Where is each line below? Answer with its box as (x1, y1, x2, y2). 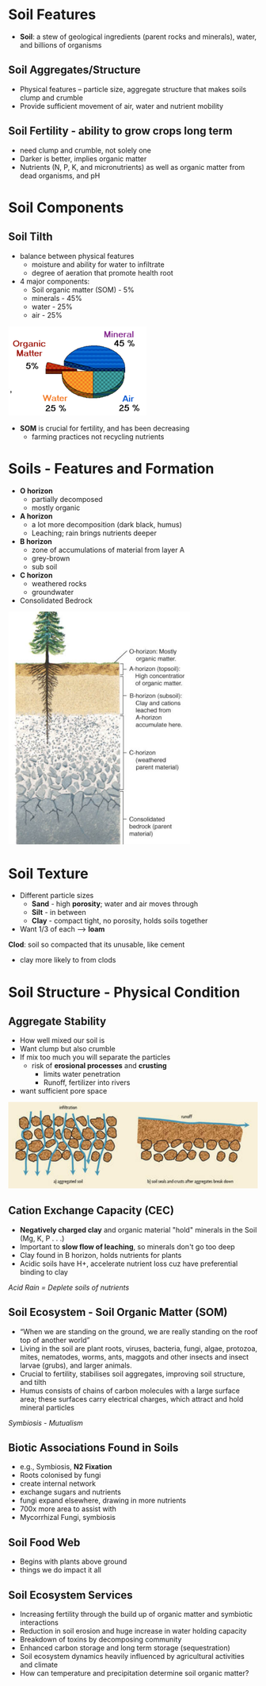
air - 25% (31, 310, 63, 319)
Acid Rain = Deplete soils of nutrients (8, 1283, 130, 1292)
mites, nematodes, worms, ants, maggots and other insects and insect (19, 1352, 249, 1361)
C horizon (19, 570, 53, 580)
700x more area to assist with (19, 1504, 116, 1514)
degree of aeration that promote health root (31, 268, 174, 277)
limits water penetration (43, 1070, 121, 1079)
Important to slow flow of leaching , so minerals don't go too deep (19, 1241, 235, 1252)
